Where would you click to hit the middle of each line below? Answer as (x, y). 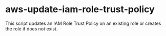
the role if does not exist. (32, 28)
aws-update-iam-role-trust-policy (80, 9)
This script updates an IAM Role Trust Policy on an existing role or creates (83, 23)
